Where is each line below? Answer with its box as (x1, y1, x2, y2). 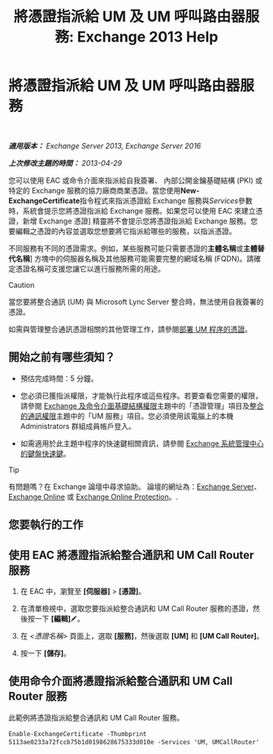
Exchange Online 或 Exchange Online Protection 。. (8, 492, 179, 501)
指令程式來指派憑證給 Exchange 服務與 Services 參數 (80, 196, 253, 206)
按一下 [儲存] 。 (19, 648, 71, 658)
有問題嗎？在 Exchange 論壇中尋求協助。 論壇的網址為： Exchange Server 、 (8, 481, 262, 492)
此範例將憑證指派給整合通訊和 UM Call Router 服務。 (8, 713, 184, 722)
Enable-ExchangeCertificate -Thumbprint (8, 730, 148, 738)
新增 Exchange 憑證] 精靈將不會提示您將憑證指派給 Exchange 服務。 (22, 216, 251, 226)
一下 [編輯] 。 (34, 613, 85, 623)
